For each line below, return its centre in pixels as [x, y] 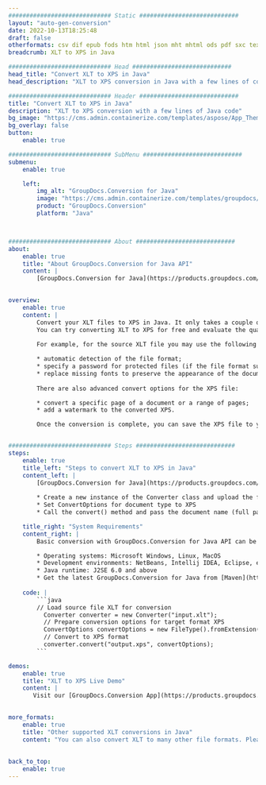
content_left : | [49, 475]
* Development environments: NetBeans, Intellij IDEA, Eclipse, [145, 563]
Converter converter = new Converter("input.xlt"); [130, 615]
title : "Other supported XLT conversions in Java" [108, 732]
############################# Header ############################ [123, 96]
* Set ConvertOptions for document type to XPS [116, 505]
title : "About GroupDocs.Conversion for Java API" [108, 264]
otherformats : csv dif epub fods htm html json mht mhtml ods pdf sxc [127, 45]
